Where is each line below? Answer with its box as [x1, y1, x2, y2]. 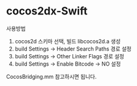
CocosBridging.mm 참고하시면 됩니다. [6, 73, 97, 80]
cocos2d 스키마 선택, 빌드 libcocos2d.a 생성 [14, 37, 121, 45]
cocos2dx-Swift [6, 4, 88, 18]
